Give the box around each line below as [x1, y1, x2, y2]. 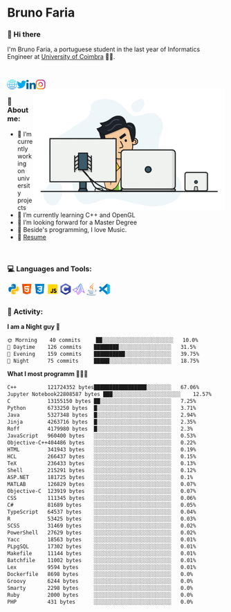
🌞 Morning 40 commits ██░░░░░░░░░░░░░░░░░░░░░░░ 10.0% [7, 337, 198, 344]
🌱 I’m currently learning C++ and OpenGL [17, 210, 136, 219]
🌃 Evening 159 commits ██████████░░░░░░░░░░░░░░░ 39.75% [7, 351, 199, 358]
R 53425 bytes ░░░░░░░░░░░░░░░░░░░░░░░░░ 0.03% [7, 516, 196, 523]
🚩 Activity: [7, 307, 44, 316]
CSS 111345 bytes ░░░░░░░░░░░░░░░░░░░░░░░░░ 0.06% [7, 495, 196, 502]
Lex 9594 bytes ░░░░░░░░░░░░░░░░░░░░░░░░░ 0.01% [7, 564, 196, 571]
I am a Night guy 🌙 [7, 323, 60, 331]
